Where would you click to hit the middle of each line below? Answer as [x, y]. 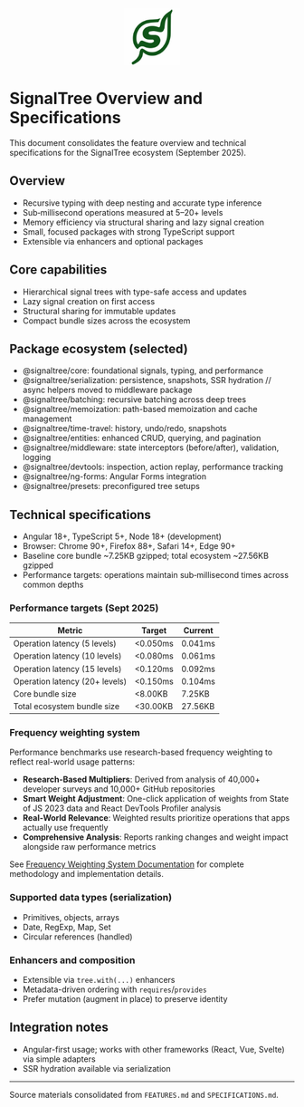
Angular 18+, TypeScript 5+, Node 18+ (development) [122, 536]
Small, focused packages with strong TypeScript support [128, 231]
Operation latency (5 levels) [65, 644]
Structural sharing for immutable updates [99, 311]
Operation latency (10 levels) [67, 656]
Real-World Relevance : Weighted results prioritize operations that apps [156, 818]
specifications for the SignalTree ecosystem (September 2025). [128, 152]
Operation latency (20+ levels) [70, 681]
